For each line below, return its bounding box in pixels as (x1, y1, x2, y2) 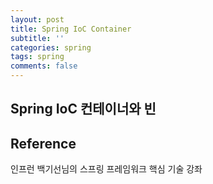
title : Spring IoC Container (10, 24, 132, 34)
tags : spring (10, 52, 65, 62)
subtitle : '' (10, 33, 65, 43)
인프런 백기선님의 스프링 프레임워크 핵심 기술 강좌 (10, 163, 203, 175)
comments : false (10, 61, 78, 71)
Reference (10, 135, 77, 152)
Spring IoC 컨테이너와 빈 (10, 101, 157, 118)
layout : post (10, 14, 65, 25)
